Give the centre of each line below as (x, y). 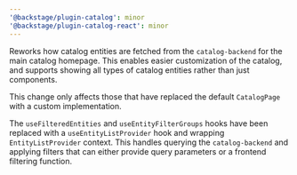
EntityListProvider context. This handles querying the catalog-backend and (149, 142)
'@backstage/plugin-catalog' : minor (77, 17)
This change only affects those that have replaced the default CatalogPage (145, 96)
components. (33, 79)
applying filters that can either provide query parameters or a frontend (138, 151)
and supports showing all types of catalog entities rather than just (130, 70)
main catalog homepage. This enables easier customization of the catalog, (146, 60)
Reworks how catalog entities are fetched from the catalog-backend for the (146, 51)
